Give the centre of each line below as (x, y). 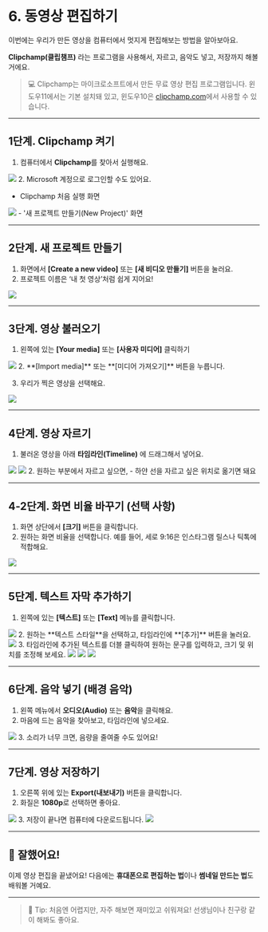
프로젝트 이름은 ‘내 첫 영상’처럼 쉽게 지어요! (87, 278)
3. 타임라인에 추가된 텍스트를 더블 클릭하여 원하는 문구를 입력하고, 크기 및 (132, 644)
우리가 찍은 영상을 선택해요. (63, 383)
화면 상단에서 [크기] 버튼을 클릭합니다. (79, 527)
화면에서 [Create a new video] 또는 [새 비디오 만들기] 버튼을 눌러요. (126, 269)
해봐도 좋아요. (58, 920)
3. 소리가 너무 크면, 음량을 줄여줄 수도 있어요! (88, 737)
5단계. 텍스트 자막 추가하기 (70, 596)
